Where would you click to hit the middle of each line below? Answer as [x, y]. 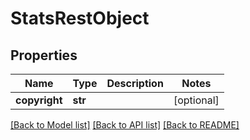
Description [135, 83]
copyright [39, 100]
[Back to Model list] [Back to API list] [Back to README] [125, 125]
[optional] [196, 100]
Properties [44, 55]
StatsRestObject [80, 18]
